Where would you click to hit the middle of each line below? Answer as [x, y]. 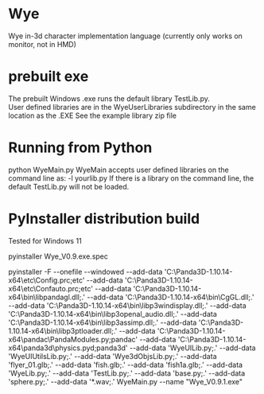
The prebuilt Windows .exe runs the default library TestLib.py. [109, 98]
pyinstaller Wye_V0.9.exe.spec [58, 256]
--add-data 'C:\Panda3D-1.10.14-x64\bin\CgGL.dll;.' [171, 297]
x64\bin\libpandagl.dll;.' [47, 297]
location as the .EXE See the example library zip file [93, 115]
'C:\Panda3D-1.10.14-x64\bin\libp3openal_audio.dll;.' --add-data [113, 314]
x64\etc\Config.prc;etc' [47, 280]
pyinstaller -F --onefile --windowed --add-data [85, 271]
